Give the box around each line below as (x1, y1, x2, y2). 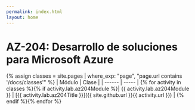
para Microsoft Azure (6, 53, 114, 66)
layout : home (6, 14, 39, 20)
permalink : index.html (6, 8, 63, 15)
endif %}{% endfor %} (6, 98, 61, 105)
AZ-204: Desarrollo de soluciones (6, 40, 178, 54)
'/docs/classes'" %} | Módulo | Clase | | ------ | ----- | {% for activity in (6, 79, 181, 86)
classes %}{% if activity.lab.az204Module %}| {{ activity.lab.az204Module (6, 85, 190, 93)
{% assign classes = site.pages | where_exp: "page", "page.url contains (6, 72, 182, 80)
